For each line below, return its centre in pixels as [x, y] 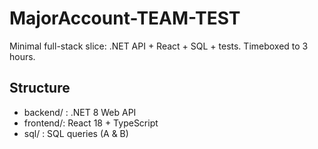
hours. [22, 56]
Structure [40, 88]
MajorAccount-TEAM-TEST [125, 18]
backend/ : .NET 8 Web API [80, 112]
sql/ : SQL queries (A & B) [76, 133]
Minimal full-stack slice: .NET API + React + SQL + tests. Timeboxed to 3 [159, 46]
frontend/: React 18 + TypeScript [91, 123]
